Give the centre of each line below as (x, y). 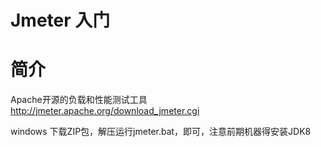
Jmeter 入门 (60, 20)
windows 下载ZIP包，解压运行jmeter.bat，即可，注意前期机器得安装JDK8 (161, 132)
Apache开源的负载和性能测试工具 (79, 100)
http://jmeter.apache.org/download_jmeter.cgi (105, 111)
